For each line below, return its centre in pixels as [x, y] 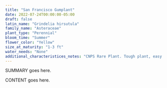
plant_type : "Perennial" [31, 33]
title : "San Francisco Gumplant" [40, 10]
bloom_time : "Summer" [28, 38]
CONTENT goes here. [27, 80]
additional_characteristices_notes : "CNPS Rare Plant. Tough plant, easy [84, 56]
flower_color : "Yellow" [30, 42]
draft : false [19, 19]
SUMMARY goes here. [28, 70]
